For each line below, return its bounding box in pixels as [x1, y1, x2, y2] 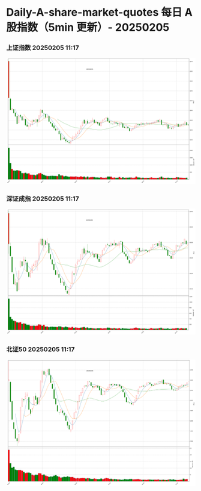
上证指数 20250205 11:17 [6, 43, 79, 52]
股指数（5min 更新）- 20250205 [6, 20, 170, 34]
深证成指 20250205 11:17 [6, 195, 79, 203]
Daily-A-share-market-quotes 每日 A [6, 5, 193, 19]
